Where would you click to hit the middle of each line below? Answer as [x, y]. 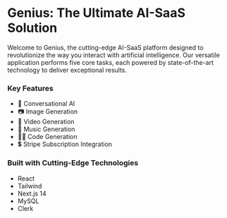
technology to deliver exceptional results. [67, 70]
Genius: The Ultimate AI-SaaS [96, 13]
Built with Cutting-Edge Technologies [73, 163]
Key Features [31, 88]
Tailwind [30, 186]
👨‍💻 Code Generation [47, 137]
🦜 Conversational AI [46, 104]
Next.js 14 [32, 193]
